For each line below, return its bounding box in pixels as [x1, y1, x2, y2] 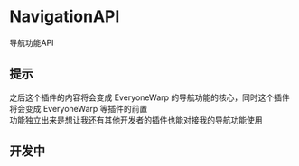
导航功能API [9, 37, 54, 48]
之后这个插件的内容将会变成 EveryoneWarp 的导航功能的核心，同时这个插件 [9, 92, 291, 103]
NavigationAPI [9, 6, 120, 27]
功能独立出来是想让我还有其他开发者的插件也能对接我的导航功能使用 [9, 115, 263, 125]
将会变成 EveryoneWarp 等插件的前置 [9, 103, 148, 114]
